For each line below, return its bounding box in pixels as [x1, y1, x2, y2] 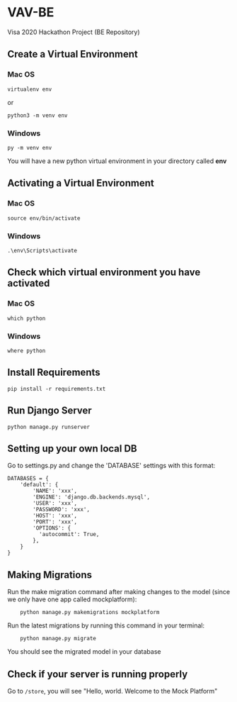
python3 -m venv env [7, 111, 69, 119]
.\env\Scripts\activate [7, 247, 78, 254]
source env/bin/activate [7, 214, 81, 222]
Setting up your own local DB [7, 442, 137, 455]
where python [7, 347, 46, 355]
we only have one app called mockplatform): [7, 595, 137, 603]
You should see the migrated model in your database [7, 647, 161, 656]
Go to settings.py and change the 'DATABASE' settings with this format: [7, 462, 216, 470]
